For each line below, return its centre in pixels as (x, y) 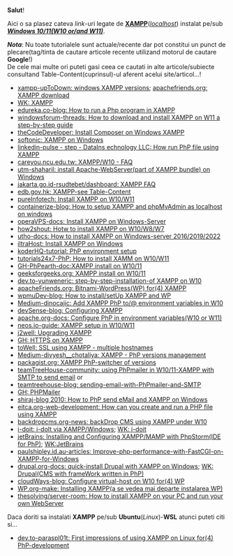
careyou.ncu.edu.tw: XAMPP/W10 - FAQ (75, 162)
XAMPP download (43, 95)
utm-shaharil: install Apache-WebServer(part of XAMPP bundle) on (114, 169)
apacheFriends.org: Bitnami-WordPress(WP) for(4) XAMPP (102, 288)
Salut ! (16, 10)
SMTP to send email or (50, 377)
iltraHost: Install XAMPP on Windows (70, 243)
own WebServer (40, 503)
